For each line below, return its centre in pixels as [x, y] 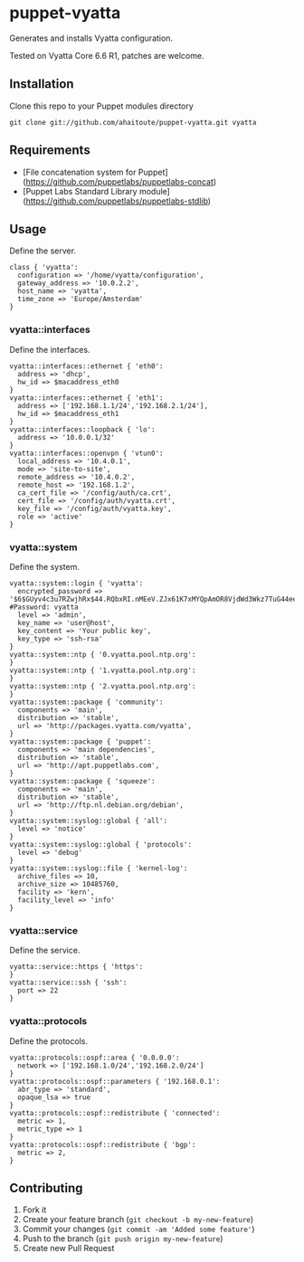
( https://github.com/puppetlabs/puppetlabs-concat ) [119, 181]
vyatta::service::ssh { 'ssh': [68, 983]
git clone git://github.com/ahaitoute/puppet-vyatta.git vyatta [133, 122]
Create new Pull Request [68, 1248]
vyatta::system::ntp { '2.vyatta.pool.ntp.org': [103, 686]
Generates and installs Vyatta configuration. [91, 38]
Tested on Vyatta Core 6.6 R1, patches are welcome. [107, 55]
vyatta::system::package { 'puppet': [81, 741]
